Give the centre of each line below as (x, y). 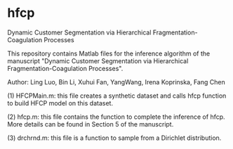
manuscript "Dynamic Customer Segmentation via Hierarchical (98, 60)
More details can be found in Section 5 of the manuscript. (91, 124)
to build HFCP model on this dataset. (60, 103)
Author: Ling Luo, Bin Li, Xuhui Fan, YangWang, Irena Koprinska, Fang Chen (116, 82)
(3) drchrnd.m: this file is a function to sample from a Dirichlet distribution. (114, 138)
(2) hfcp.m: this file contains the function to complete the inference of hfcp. (116, 117)
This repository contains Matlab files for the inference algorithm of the (109, 53)
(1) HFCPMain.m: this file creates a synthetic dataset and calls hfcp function (117, 96)
